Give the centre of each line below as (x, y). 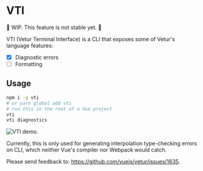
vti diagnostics (27, 120)
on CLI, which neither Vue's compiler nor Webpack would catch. (87, 150)
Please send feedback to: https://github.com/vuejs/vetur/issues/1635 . (93, 162)
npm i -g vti (23, 98)
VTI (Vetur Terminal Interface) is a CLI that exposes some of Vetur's (91, 39)
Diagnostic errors (37, 57)
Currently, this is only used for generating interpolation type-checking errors (102, 144)
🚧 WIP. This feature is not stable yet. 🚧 (54, 27)
